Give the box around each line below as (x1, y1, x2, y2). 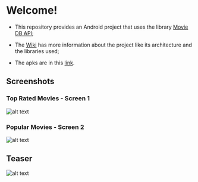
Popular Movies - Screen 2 (6, 123, 84, 131)
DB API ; (14, 29, 34, 36)
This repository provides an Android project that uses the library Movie (14, 23, 188, 30)
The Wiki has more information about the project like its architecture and (14, 41, 192, 48)
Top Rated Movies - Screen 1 (6, 94, 90, 103)
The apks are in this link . (14, 59, 75, 66)
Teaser (6, 153, 33, 164)
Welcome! (6, 4, 58, 17)
